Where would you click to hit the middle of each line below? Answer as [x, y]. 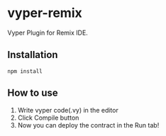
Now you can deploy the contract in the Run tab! [88, 125]
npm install [25, 71]
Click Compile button [48, 118]
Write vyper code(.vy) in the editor [68, 110]
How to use [33, 93]
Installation [33, 55]
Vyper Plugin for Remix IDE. [48, 33]
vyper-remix [45, 13]
